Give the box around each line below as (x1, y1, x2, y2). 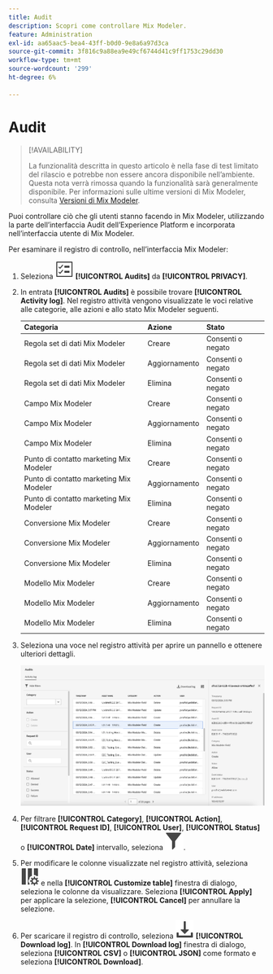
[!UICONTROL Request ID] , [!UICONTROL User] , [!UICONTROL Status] (19, 823, 261, 832)
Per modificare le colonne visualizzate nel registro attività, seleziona (19, 858, 249, 867)
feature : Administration (8, 30, 93, 38)
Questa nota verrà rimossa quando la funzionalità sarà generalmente (28, 178, 258, 187)
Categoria (24, 322, 58, 332)
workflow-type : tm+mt (8, 56, 82, 64)
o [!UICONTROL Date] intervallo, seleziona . (19, 842, 186, 852)
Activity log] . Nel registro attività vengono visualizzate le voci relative (19, 296, 253, 305)
